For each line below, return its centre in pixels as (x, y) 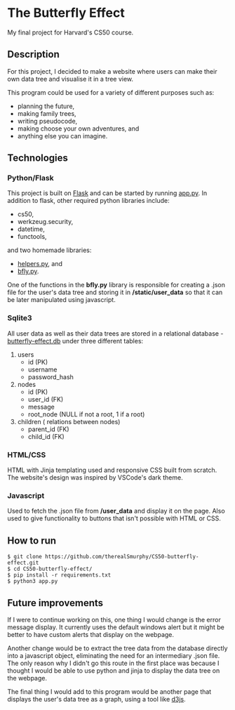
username (42, 369)
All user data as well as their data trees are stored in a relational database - (115, 333)
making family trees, (47, 113)
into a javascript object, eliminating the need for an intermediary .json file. (114, 655)
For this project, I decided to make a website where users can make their (112, 71)
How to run (32, 540)
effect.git (23, 563)
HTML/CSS (27, 454)
